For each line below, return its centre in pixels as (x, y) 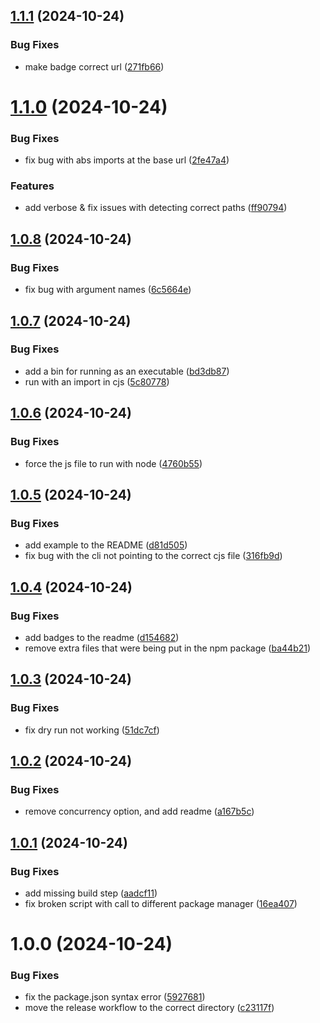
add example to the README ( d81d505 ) (106, 545)
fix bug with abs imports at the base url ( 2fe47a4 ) (127, 160)
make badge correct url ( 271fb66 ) (94, 66)
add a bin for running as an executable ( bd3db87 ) (127, 371)
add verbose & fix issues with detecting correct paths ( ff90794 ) (156, 208)
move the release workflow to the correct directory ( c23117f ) (149, 1008)
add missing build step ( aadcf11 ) (91, 893)
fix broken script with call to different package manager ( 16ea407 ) (161, 903)
